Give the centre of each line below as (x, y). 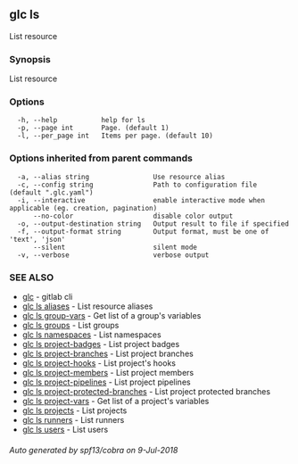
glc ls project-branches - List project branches (108, 353)
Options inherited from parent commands (101, 158)
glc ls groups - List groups (70, 325)
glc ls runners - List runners (73, 420)
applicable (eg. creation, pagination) (83, 208)
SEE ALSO (32, 278)
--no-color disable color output (133, 216)
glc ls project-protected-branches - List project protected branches (146, 391)
